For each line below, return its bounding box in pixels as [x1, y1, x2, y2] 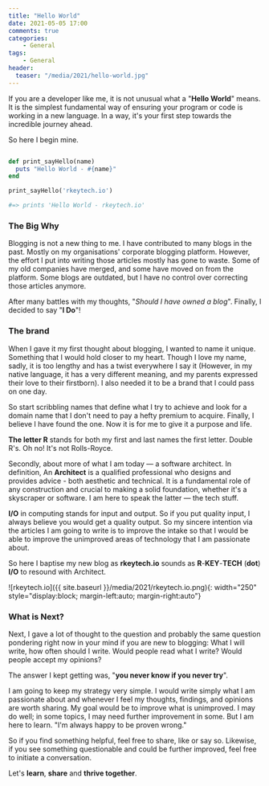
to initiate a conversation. [8, 752, 92, 762]
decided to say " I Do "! [8, 305, 82, 315]
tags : [8, 49, 26, 57]
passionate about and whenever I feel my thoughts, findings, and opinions [8, 694, 254, 704]
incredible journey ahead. [8, 119, 93, 129]
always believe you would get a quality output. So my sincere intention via [8, 517, 253, 526]
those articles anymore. [8, 281, 87, 291]
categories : [8, 34, 48, 43]
